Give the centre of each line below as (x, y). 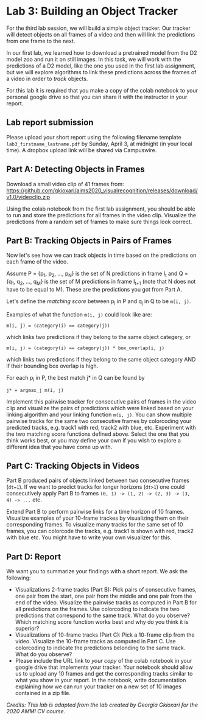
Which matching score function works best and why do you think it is (102, 622)
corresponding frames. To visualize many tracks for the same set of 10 (95, 525)
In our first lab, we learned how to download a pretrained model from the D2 (102, 52)
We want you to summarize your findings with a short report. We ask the (97, 571)
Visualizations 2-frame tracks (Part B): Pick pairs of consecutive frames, (106, 590)
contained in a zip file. (43, 693)
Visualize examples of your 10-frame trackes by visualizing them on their (97, 518)
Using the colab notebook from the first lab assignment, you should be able (101, 209)
